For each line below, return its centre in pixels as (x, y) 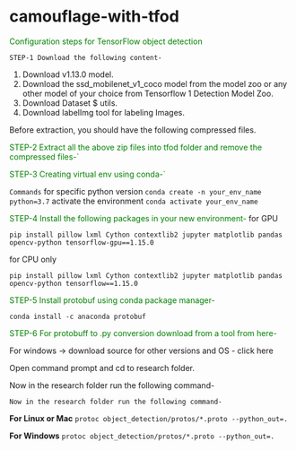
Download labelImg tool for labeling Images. (104, 112)
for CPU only (33, 259)
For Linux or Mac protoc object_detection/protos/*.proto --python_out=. (149, 418)
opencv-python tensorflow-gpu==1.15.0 (82, 242)
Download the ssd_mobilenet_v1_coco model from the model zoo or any (155, 83)
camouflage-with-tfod (94, 17)
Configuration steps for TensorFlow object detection (106, 41)
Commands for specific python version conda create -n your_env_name (135, 191)
